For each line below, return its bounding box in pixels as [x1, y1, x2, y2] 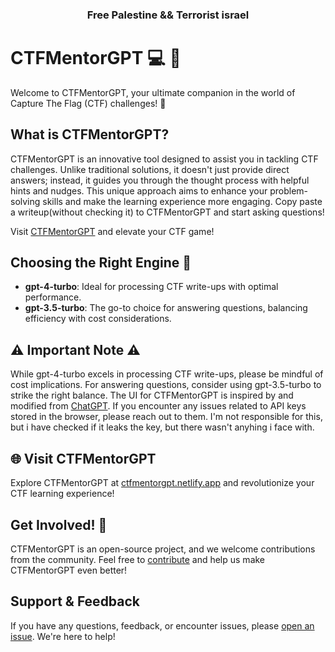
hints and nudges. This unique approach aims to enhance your [10, 184, 268, 197]
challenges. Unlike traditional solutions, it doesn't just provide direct [10, 163, 290, 175]
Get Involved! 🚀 [10, 516, 108, 533]
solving [10, 195, 41, 207]
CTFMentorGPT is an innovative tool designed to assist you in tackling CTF [10, 153, 319, 165]
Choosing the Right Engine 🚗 [10, 254, 192, 272]
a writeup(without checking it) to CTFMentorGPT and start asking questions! [10, 206, 325, 218]
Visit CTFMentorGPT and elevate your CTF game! [10, 225, 215, 237]
